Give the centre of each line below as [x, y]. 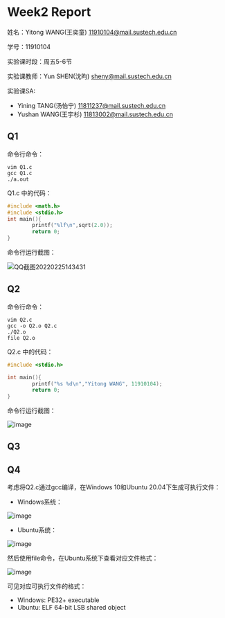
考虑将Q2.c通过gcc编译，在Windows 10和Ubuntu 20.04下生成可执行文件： [114, 487]
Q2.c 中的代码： [30, 352]
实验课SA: [21, 91]
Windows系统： [39, 502]
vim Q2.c [20, 320]
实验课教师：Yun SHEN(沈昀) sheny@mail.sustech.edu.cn [89, 76]
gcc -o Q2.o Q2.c [32, 326]
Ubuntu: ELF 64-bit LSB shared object [71, 608]
